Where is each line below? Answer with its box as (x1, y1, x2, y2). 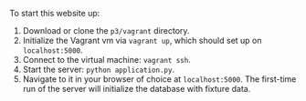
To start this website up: (9, 8, 100, 18)
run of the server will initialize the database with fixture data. (22, 84, 251, 94)
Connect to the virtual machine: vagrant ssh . (22, 55, 192, 65)
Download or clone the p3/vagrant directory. (22, 25, 190, 35)
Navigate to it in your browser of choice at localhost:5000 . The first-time (22, 74, 297, 85)
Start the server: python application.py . (22, 64, 175, 75)
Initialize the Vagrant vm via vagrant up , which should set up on (22, 35, 262, 45)
